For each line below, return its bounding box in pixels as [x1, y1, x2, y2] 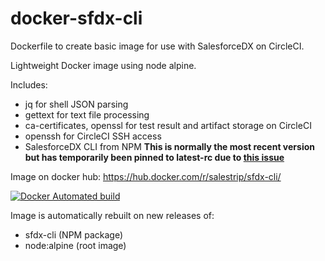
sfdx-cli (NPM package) [24, 228, 124, 241]
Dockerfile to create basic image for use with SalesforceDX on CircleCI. [10, 40, 305, 52]
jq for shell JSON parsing [24, 98, 129, 110]
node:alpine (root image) [24, 239, 127, 251]
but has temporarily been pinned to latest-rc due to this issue [24, 151, 285, 163]
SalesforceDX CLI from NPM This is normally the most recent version [24, 140, 315, 152]
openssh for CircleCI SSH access [24, 130, 162, 142]
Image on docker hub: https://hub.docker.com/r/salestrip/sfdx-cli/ [10, 170, 282, 182]
